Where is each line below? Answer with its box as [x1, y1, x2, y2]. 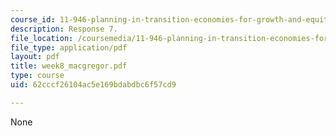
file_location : [10, 33, 74, 43]
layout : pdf [10, 52, 60, 62]
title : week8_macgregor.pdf [10, 61, 128, 71]
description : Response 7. [10, 24, 118, 34]
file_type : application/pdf [10, 42, 128, 53]
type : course [10, 71, 65, 81]
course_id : [10, 14, 56, 25]
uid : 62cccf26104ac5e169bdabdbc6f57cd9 [10, 80, 177, 90]
